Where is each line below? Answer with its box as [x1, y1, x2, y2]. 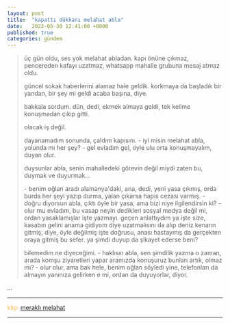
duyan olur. [23, 151, 56, 159]
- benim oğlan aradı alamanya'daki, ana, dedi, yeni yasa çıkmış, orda [23, 185, 217, 193]
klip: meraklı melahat [7, 304, 66, 312]
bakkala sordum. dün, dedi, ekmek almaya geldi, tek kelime [23, 103, 191, 111]
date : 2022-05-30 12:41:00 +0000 [7, 23, 109, 29]
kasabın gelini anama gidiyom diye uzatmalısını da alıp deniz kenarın [23, 221, 216, 229]
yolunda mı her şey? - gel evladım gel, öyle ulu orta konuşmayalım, [23, 144, 212, 152]
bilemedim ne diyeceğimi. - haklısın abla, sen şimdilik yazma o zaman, [23, 249, 222, 257]
